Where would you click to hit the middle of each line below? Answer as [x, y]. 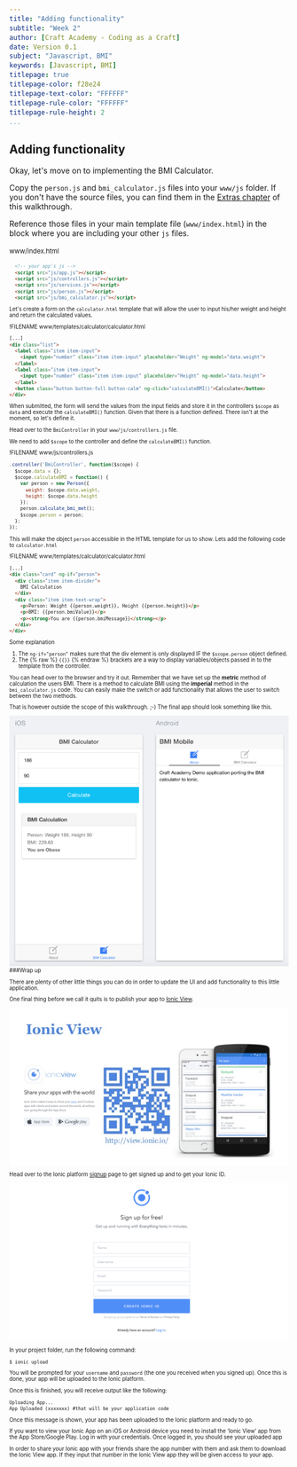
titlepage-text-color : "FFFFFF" [69, 93]
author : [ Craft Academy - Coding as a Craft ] [94, 37]
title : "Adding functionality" [67, 19]
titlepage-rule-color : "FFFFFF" [69, 103]
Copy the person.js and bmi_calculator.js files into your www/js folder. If [143, 188]
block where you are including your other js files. [99, 233]
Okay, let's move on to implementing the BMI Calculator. [112, 171]
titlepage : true [39, 75]
